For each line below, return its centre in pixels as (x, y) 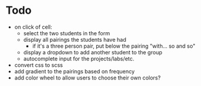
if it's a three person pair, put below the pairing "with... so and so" (114, 46)
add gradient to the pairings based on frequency (74, 71)
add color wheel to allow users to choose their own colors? (87, 78)
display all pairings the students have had (75, 39)
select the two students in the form (66, 33)
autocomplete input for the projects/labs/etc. (79, 59)
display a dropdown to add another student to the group (93, 52)
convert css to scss (39, 65)
